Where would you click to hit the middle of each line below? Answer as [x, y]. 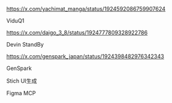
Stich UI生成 [22, 81]
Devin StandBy [25, 44]
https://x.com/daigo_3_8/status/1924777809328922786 [77, 32]
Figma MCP [21, 93]
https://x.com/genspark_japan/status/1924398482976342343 [85, 56]
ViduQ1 [15, 21]
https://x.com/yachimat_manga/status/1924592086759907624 [86, 9]
